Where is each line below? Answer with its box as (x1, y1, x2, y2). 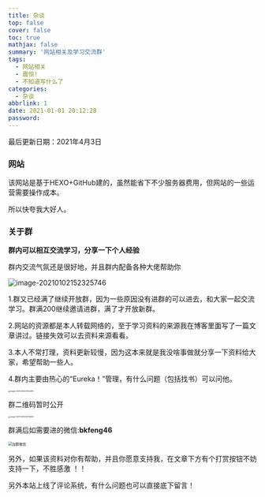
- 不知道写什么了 (15, 77, 64, 85)
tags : (8, 56, 26, 64)
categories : (8, 84, 47, 93)
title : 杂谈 (8, 11, 45, 20)
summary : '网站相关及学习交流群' (8, 48, 106, 56)
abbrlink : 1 (8, 99, 47, 107)
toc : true (8, 33, 41, 42)
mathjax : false (8, 41, 58, 49)
